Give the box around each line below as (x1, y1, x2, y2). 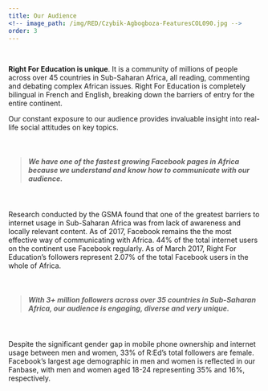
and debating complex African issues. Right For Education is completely (8, 81, 246, 91)
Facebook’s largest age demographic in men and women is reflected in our (8, 356, 256, 366)
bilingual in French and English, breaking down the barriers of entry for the (8, 90, 255, 100)
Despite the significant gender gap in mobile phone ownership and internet (8, 340, 257, 349)
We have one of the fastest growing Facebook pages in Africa (27, 156, 240, 166)
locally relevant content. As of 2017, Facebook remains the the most (8, 227, 232, 237)
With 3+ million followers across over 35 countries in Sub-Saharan (27, 294, 257, 304)
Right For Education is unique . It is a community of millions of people (8, 64, 238, 74)
